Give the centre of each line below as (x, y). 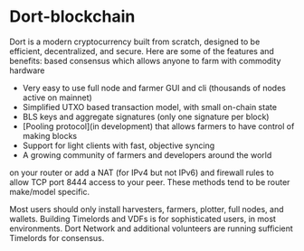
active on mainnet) (57, 98)
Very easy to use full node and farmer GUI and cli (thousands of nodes (154, 88)
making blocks (50, 135)
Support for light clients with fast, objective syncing (119, 145)
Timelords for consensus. (57, 237)
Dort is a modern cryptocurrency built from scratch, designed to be (135, 42)
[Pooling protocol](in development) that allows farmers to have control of (158, 126)
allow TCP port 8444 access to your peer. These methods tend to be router (150, 181)
